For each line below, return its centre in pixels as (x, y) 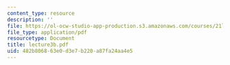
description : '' (30, 20)
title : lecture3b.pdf (38, 45)
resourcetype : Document (41, 39)
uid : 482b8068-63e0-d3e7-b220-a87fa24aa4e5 (70, 51)
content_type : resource (41, 13)
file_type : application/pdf (47, 32)
